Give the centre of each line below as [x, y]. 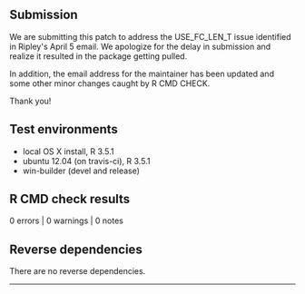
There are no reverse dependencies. [78, 271]
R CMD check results [70, 199]
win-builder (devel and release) [81, 171]
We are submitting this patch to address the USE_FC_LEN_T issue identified [151, 36]
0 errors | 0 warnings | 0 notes [67, 220]
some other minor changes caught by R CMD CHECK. [110, 83]
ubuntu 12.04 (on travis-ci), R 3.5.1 [86, 161]
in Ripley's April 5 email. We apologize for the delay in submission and [140, 46]
